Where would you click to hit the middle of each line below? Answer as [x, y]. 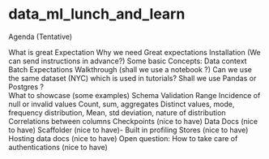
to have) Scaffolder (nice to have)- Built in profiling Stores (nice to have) [128, 130]
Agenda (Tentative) [41, 37]
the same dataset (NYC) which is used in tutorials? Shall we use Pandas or [132, 78]
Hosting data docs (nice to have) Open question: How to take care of [123, 138]
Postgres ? [26, 87]
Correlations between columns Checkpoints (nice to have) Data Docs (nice [133, 121]
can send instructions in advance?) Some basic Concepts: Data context [128, 61]
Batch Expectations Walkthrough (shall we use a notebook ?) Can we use [130, 69]
